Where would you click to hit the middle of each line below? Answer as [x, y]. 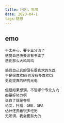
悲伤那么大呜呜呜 [20, 61]
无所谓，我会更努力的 [23, 116]
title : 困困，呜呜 [22, 10]
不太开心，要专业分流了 [25, 51]
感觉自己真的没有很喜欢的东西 [30, 71]
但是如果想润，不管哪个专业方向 [32, 90]
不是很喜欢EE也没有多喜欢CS [29, 76]
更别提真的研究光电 [21, 81]
